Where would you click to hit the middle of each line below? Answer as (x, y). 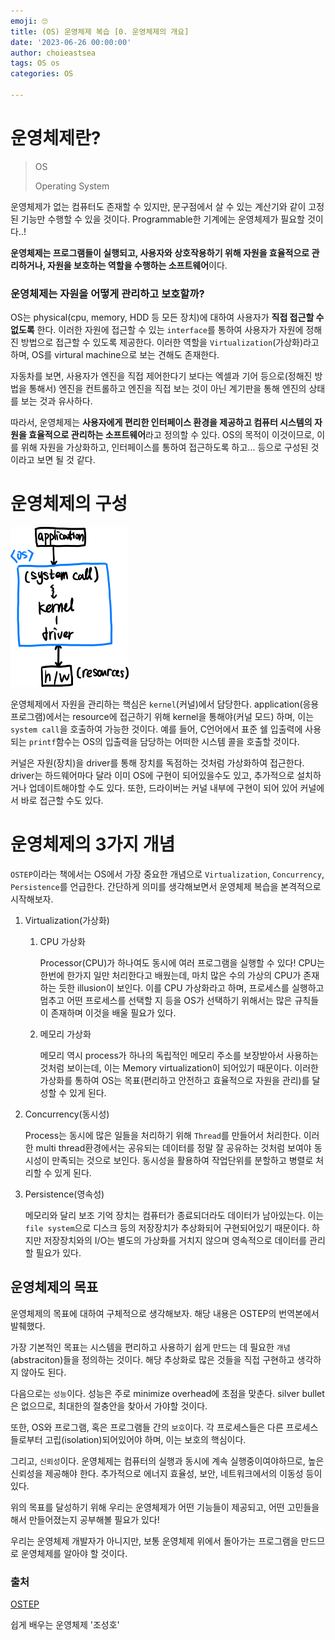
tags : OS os (35, 63)
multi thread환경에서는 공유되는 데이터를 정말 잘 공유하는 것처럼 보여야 (173, 1147)
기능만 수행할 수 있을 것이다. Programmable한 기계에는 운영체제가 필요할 (162, 219)
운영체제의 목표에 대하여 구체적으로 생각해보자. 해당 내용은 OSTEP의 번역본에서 (165, 1313)
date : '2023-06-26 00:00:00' (71, 42)
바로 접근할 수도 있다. (62, 801)
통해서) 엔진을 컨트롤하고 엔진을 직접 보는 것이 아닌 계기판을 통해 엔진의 (167, 389)
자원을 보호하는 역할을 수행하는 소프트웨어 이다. (137, 265)
